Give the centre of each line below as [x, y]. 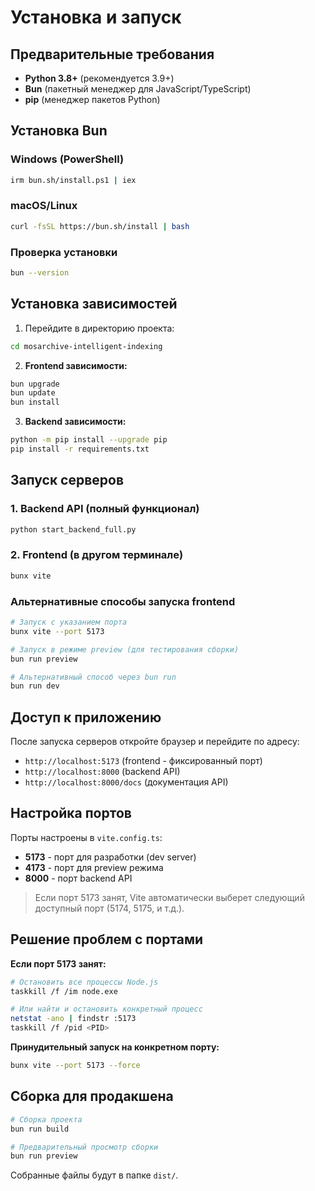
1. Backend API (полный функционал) [105, 509]
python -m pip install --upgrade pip [89, 440]
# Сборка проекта [46, 1119]
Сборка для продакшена [92, 1096]
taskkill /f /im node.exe [64, 991]
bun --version [40, 273]
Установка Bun [59, 131]
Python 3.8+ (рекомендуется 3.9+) [99, 78]
